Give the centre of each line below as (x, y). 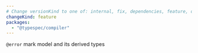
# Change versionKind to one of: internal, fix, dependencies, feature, (97, 11)
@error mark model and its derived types (55, 44)
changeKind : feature (32, 17)
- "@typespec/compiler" (40, 28)
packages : (18, 22)
